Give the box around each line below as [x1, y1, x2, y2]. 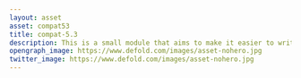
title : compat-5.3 [9, 30, 78, 39]
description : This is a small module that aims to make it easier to [9, 38, 275, 48]
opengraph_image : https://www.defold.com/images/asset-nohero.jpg [9, 47, 262, 56]
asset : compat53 [9, 22, 70, 30]
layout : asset [9, 13, 63, 22]
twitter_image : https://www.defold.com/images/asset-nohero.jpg [9, 55, 254, 64]
